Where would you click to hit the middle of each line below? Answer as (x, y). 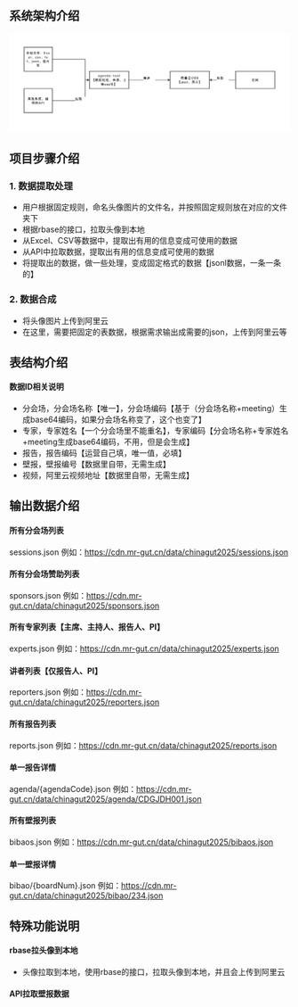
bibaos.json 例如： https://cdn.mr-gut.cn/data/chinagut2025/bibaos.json (141, 842)
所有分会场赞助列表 (44, 574)
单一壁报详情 (32, 864)
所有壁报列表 (32, 821)
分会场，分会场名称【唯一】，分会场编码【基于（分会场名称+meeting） (151, 409)
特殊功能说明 (44, 926)
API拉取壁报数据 (39, 994)
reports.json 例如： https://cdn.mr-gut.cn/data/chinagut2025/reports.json (143, 745)
